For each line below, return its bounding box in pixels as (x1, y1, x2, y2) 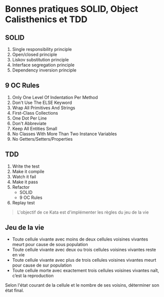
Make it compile (12, 168, 45, 174)
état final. (5, 288, 24, 294)
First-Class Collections (12, 110, 58, 116)
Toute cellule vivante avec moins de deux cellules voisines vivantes (12, 236, 148, 242)
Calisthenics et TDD (5, 14, 88, 25)
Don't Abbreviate (12, 120, 47, 126)
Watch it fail (12, 173, 36, 179)
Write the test (12, 163, 40, 169)
